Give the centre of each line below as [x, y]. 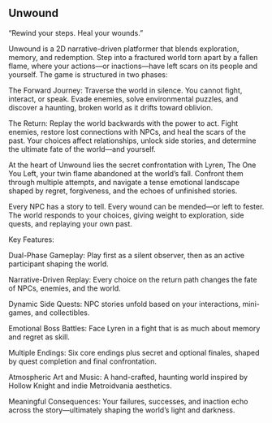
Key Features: [31, 240]
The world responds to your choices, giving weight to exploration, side [127, 215]
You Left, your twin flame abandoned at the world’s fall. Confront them [126, 173]
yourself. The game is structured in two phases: [88, 74]
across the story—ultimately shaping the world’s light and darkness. [122, 410]
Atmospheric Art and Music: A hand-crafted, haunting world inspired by [128, 377]
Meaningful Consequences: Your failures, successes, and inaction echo [128, 401]
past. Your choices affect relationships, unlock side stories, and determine [132, 140]
